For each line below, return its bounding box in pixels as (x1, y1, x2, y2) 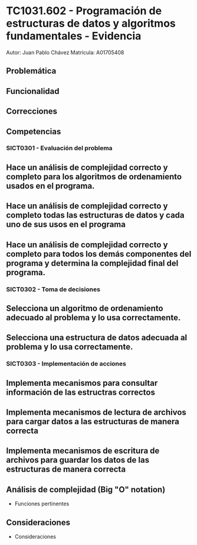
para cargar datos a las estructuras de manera (6, 417, 180, 427)
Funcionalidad (6, 86, 60, 96)
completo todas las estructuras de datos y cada (6, 210, 185, 220)
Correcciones (6, 107, 58, 117)
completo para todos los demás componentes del (6, 249, 192, 259)
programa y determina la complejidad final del (6, 258, 179, 268)
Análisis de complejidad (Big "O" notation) (6, 484, 166, 495)
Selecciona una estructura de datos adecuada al (6, 333, 188, 343)
